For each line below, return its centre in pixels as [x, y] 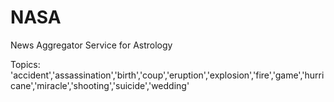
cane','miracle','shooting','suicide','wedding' [100, 85]
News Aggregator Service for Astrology [91, 45]
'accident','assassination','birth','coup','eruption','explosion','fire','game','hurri [167, 75]
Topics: [25, 64]
